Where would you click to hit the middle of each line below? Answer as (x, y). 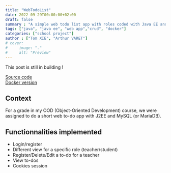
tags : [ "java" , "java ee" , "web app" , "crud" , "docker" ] (66, 29)
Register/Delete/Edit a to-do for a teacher (56, 155)
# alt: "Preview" (28, 52)
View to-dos (25, 160)
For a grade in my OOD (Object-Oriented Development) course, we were (81, 110)
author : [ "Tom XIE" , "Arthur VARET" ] (46, 39)
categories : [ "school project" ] (39, 34)
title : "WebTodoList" (28, 10)
